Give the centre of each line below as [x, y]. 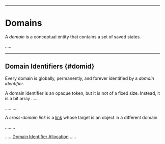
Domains [24, 23]
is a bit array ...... [22, 98]
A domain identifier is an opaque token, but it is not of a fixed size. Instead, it [82, 93]
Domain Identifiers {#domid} [50, 66]
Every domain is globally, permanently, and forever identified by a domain [80, 78]
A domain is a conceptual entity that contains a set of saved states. [73, 36]
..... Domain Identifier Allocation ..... [41, 137]
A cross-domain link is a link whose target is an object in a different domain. [82, 117]
